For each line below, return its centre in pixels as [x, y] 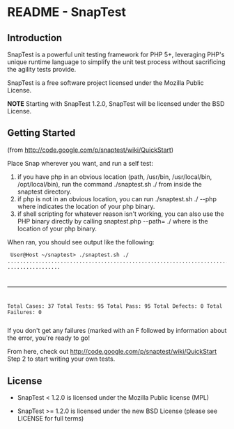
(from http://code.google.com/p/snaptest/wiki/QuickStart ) [91, 150]
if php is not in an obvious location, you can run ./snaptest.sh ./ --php [117, 198]
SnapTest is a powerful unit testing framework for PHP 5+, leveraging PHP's [116, 54]
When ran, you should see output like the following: [81, 242]
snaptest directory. [44, 192]
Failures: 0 [24, 313]
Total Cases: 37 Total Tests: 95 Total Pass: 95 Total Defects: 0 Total [115, 306]
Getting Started [41, 133]
